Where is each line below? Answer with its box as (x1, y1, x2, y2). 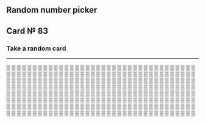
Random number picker (6, 5, 98, 15)
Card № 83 (6, 26, 49, 36)
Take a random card (6, 44, 67, 53)
